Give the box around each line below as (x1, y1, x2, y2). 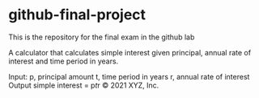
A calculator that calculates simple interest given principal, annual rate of (8, 47, 252, 57)
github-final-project (8, 6, 146, 24)
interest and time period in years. (8, 56, 119, 66)
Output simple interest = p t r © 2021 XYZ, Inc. (8, 80, 159, 90)
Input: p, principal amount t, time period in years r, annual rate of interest (8, 71, 250, 81)
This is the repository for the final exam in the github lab (8, 32, 195, 42)
